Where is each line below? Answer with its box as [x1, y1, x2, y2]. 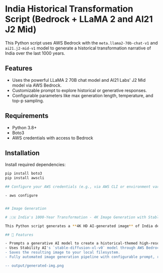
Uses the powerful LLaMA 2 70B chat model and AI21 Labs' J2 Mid [12, 77, 146, 83]
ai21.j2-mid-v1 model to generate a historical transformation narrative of [5, 45, 151, 51]
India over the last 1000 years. [5, 50, 65, 56]
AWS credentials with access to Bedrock [12, 135, 94, 141]
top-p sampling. [12, 98, 44, 104]
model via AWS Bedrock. [12, 82, 62, 88]
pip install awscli [5, 176, 45, 181]
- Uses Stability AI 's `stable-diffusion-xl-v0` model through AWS [5, 245, 145, 250]
